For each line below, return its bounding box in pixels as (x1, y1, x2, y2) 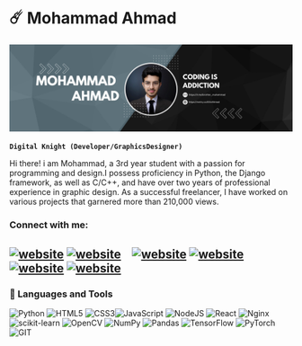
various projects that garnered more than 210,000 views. (9, 196, 219, 208)
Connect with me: (9, 218, 89, 231)
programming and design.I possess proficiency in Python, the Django (9, 168, 266, 179)
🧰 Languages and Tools (9, 288, 113, 300)
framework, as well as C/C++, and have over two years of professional (9, 177, 271, 188)
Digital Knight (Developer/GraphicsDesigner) (9, 142, 182, 152)
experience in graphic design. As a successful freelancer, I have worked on (9, 187, 289, 198)
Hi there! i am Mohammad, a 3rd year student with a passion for (9, 158, 245, 169)
